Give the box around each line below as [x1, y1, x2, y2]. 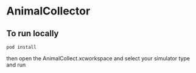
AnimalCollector [6, 4, 91, 18]
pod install [6, 44, 37, 50]
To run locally [6, 28, 59, 39]
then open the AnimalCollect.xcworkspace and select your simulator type [6, 55, 191, 62]
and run [6, 62, 26, 68]
